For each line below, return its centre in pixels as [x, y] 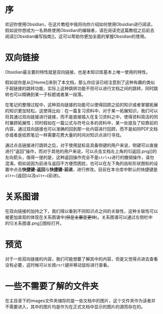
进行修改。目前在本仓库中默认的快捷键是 [117, 169]
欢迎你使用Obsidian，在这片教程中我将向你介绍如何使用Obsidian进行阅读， [80, 24]
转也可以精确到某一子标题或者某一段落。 [45, 94]
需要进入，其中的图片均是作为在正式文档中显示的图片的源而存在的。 [77, 307]
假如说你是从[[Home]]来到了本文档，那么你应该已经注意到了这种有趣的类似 [80, 82]
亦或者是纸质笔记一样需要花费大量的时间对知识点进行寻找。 [65, 135]
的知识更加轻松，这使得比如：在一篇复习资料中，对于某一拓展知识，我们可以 [81, 111]
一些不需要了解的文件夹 [52, 286]
